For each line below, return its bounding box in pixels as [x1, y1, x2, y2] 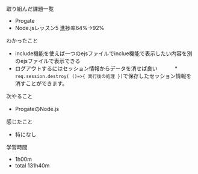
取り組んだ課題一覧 [6, 5, 54, 12]
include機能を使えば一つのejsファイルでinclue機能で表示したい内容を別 [14, 50, 193, 57]
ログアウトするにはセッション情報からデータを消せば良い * [14, 65, 178, 72]
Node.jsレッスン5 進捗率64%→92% [14, 25, 105, 31]
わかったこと [6, 37, 38, 44]
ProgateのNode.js [14, 106, 59, 112]
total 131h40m [14, 162, 50, 169]
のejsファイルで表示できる [14, 58, 81, 64]
